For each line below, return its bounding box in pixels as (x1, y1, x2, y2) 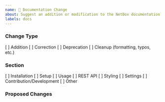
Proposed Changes (5, 90, 52, 97)
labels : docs (5, 16, 32, 21)
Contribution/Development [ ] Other (5, 78, 78, 84)
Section (5, 61, 24, 68)
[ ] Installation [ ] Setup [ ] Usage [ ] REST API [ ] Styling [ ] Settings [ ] (5, 73, 147, 79)
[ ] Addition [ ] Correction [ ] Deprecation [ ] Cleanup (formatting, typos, (5, 44, 151, 50)
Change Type (5, 33, 38, 40)
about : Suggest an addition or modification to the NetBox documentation (5, 12, 161, 17)
